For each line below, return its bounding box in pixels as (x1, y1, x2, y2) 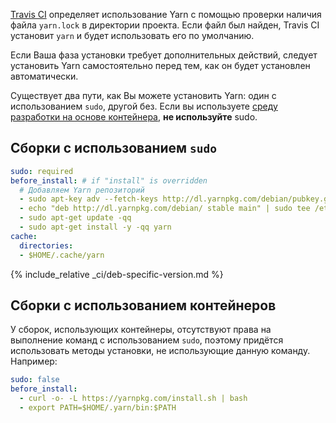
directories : (19, 240, 74, 251)
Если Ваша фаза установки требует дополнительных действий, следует (10, 49, 318, 61)
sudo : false (10, 375, 60, 385)
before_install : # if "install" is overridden (10, 175, 208, 186)
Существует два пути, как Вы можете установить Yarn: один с (10, 90, 277, 101)
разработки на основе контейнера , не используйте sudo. (10, 111, 258, 123)
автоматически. (10, 70, 79, 82)
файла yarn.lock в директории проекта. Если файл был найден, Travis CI (10, 19, 320, 31)
